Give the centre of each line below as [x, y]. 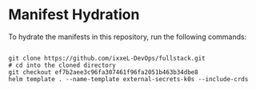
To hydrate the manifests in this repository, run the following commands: [128, 37]
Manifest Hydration [74, 15]
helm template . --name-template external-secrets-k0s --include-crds [128, 79]
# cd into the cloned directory [62, 65]
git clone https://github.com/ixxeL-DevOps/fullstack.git [107, 58]
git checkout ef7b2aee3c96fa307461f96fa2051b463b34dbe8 [103, 72]
